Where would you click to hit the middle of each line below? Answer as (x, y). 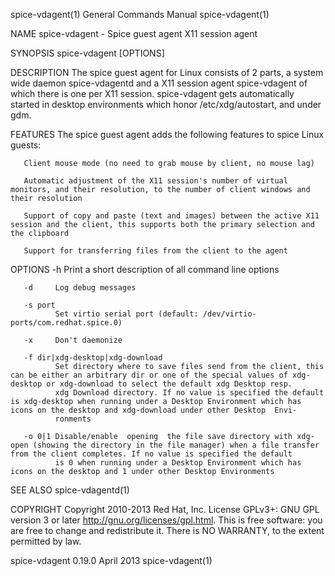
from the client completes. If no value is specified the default (151, 454)
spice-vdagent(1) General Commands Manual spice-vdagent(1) (140, 14)
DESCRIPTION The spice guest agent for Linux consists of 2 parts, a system (167, 72)
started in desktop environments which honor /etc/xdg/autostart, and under (166, 104)
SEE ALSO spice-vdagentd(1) (70, 490)
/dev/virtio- (229, 314)
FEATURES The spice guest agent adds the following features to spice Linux (167, 134)
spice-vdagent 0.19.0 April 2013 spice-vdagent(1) (111, 560)
